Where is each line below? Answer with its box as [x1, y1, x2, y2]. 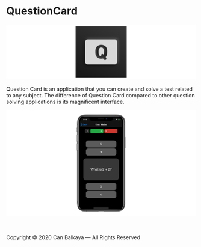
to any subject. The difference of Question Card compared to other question [6, 91, 195, 99]
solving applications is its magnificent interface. [6, 98, 125, 105]
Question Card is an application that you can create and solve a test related [6, 85, 193, 93]
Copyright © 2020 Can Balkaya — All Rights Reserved [6, 233, 140, 241]
